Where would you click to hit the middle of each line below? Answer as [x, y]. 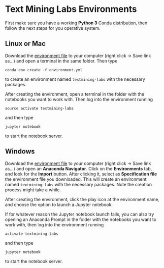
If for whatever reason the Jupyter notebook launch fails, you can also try [80, 214]
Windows [20, 151]
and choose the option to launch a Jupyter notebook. [59, 205]
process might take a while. [33, 190]
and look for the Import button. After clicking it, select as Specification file [81, 174]
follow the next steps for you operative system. [53, 28]
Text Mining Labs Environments [71, 9]
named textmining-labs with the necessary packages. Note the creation [79, 184]
